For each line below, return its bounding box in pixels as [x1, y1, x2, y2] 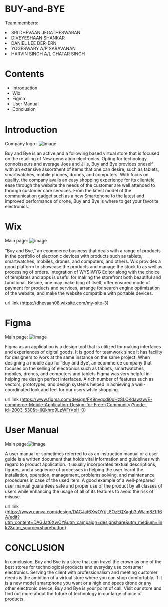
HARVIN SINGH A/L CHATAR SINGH [11, 51, 85, 57]
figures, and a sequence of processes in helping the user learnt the [5, 466, 144, 472]
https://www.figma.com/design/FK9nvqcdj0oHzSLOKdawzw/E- [21, 396, 153, 402]
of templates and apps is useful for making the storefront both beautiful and [5, 274, 161, 280]
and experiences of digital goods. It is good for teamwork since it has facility [5, 349, 163, 355]
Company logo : [5, 140, 38, 146]
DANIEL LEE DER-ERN [11, 40, 57, 46]
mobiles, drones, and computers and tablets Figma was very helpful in [5, 370, 150, 377]
